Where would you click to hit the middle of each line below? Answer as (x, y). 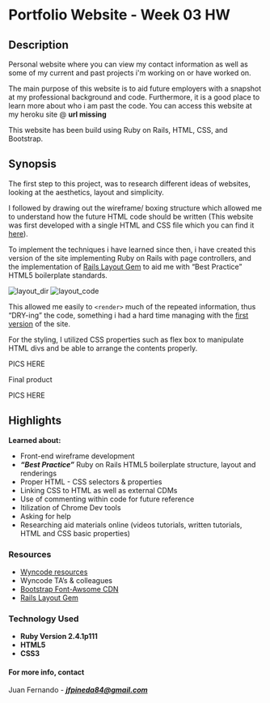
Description (38, 45)
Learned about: (35, 440)
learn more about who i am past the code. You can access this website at (130, 106)
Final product (30, 379)
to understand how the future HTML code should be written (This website (131, 216)
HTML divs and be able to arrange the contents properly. (103, 348)
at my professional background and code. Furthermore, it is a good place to (134, 97)
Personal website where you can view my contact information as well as (128, 64)
